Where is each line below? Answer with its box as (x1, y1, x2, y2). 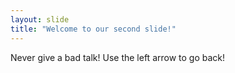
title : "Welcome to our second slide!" (10, 24, 177, 34)
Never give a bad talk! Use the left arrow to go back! (10, 51, 226, 63)
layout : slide (10, 14, 70, 25)
